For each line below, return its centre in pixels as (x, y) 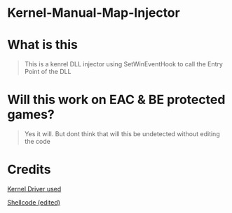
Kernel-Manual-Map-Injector (94, 13)
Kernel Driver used (34, 189)
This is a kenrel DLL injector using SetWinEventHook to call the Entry (123, 64)
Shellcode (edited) (34, 203)
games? (31, 115)
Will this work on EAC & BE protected (116, 100)
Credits (29, 170)
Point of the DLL (48, 72)
